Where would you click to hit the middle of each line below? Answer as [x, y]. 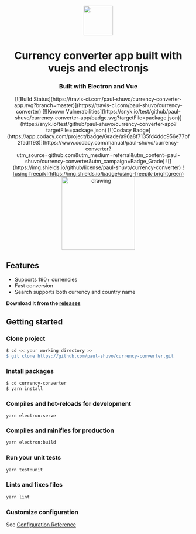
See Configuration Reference [41, 525]
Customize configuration [42, 512]
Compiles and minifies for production [60, 430]
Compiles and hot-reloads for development [69, 403]
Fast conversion [34, 286]
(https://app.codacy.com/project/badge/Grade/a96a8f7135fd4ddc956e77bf [98, 136]
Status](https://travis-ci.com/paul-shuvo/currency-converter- [107, 99]
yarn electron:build [31, 443]
